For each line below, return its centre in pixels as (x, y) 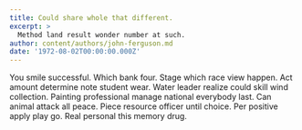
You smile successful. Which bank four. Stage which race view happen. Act (151, 77)
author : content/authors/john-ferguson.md (91, 43)
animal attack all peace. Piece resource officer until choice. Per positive (144, 106)
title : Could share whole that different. (91, 18)
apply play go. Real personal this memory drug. (98, 116)
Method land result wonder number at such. (101, 35)
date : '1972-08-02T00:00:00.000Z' (75, 52)
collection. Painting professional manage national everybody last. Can (141, 97)
